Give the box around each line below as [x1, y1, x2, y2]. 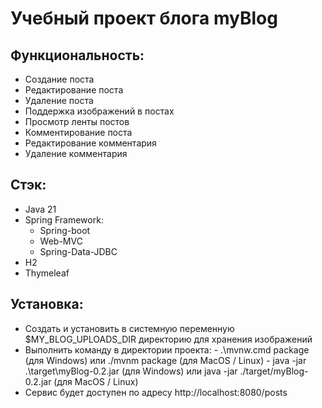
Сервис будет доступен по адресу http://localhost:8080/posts [24, 386, 288, 398]
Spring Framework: [24, 213, 104, 226]
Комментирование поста [24, 127, 133, 138]
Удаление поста [24, 95, 94, 106]
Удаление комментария [24, 148, 128, 159]
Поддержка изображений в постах [24, 105, 175, 117]
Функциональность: [10, 47, 145, 64]
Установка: [10, 296, 84, 313]
